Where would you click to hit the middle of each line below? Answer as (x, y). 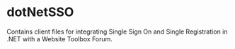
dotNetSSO (40, 12)
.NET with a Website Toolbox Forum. (59, 38)
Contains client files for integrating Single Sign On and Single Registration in (117, 31)
